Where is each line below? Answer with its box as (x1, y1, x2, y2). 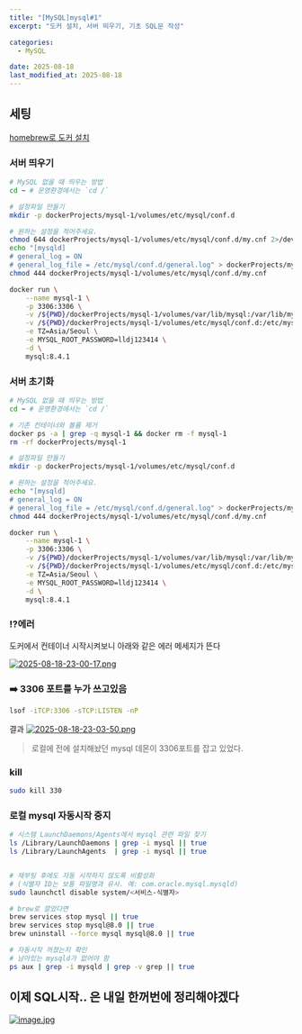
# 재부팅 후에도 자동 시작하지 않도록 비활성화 (9, 871, 155, 880)
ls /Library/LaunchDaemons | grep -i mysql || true (9, 839, 207, 848)
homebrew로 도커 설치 (9, 132, 90, 142)
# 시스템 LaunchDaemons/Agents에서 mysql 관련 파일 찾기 (9, 830, 207, 839)
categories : (9, 38, 54, 47)
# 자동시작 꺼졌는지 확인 (9, 946, 88, 955)
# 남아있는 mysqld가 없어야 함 (9, 954, 110, 963)
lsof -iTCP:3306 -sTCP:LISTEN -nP (9, 706, 139, 715)
